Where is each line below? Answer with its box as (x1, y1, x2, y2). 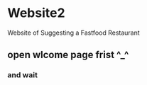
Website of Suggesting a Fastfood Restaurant (7, 28, 140, 37)
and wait (7, 70, 38, 80)
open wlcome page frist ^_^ (7, 49, 129, 61)
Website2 (7, 5, 65, 21)
